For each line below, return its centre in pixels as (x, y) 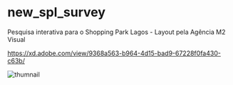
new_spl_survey (56, 12)
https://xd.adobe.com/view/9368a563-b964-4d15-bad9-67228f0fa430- (114, 53)
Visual (16, 39)
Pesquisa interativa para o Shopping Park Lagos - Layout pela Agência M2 (116, 32)
